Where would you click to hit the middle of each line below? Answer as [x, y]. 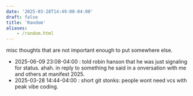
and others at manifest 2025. [50, 74]
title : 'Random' [26, 22]
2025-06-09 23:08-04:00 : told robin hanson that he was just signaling [101, 62]
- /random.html [35, 34]
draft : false [22, 17]
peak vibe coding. [36, 87]
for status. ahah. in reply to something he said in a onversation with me [100, 68]
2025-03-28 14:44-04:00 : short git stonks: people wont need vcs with [101, 81]
